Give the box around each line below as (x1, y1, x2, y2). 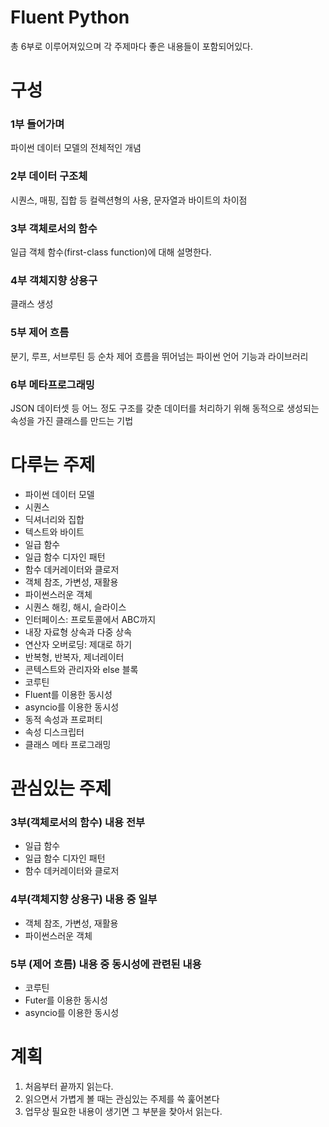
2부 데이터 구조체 (10, 169, 88, 183)
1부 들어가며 (10, 117, 65, 131)
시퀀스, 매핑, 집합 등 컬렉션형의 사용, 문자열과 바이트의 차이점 (10, 194, 248, 206)
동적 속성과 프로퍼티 (24, 713, 103, 725)
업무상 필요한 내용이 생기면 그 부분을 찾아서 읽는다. (24, 1105, 223, 1117)
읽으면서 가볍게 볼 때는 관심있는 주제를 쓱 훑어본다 (24, 1092, 220, 1105)
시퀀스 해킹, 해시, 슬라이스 (24, 601, 127, 613)
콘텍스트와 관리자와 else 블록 (24, 663, 139, 675)
